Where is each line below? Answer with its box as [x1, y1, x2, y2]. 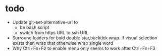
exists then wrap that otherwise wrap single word [12, 40, 113, 46]
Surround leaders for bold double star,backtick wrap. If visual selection [12, 35, 158, 41]
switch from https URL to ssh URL [19, 29, 89, 35]
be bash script [19, 24, 50, 30]
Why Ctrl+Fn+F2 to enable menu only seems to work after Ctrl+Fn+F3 [12, 45, 156, 51]
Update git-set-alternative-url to [12, 19, 78, 25]
